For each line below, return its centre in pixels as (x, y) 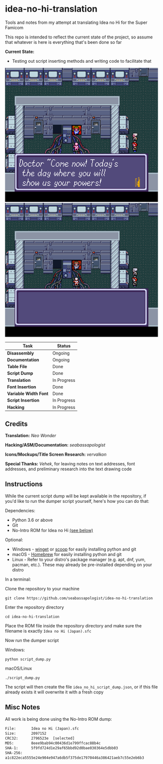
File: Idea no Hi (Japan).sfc (42, 728)
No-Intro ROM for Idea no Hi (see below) (53, 530)
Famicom (14, 27)
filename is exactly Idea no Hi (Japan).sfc (48, 631)
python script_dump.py (28, 659)
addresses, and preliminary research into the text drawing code (68, 469)
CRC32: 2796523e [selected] (40, 738)
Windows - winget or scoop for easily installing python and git (74, 549)
